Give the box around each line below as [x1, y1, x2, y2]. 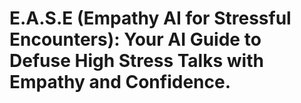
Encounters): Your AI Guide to [9, 28, 262, 51]
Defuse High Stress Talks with [9, 50, 264, 72]
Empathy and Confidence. [9, 71, 232, 94]
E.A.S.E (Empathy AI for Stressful [9, 7, 292, 30]
